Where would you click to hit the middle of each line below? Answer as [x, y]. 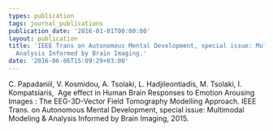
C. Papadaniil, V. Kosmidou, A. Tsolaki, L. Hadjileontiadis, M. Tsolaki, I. [125, 84]
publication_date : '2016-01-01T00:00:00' [80, 31]
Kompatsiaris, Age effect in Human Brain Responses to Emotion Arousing [132, 92]
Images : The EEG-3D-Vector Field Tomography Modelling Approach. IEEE [132, 101]
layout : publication [43, 38]
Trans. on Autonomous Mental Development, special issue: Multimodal [126, 109]
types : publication [41, 16]
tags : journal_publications [56, 23]
